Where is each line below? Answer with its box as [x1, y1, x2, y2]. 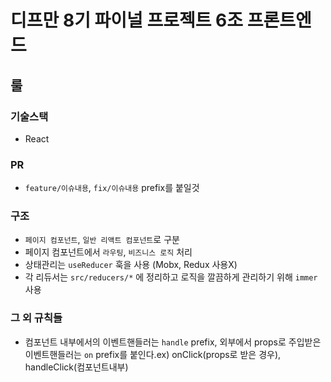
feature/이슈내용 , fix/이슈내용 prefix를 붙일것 [24, 182, 200, 194]
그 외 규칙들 [10, 311, 63, 325]
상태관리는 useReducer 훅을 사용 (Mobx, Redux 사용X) [24, 259, 238, 271]
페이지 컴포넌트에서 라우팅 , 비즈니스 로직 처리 [24, 246, 193, 258]
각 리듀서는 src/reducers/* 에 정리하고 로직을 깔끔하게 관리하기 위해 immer [24, 271, 318, 283]
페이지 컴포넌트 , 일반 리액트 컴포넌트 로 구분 [24, 234, 180, 246]
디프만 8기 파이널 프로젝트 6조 [10, 9, 244, 32]
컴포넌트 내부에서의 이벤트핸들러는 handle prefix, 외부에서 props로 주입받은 [24, 336, 322, 348]
